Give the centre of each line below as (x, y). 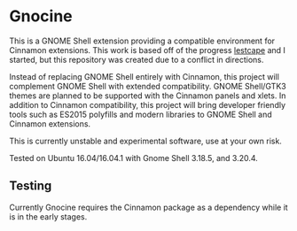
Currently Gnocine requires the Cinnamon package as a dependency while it (148, 207)
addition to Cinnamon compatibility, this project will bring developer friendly (148, 104)
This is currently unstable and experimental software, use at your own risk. (145, 141)
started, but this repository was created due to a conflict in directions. (137, 59)
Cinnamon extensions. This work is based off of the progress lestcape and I (148, 50)
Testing (31, 186)
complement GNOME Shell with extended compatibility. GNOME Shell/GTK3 (148, 86)
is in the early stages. (48, 216)
